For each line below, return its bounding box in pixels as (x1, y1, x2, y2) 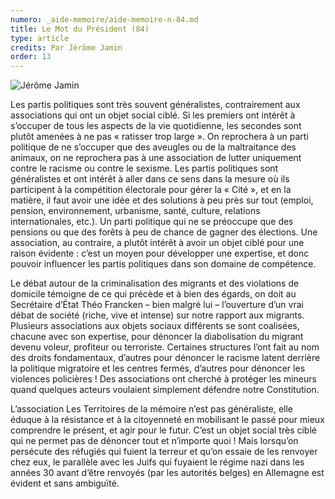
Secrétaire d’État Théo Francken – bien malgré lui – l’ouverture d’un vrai (10, 299, 304, 311)
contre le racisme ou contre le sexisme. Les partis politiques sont (10, 162, 279, 175)
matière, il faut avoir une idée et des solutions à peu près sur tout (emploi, (10, 194, 314, 206)
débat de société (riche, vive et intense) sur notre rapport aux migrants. (10, 309, 305, 321)
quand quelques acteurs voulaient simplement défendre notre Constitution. (10, 384, 320, 396)
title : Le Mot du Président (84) (10, 24, 150, 34)
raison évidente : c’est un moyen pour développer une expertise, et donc (10, 247, 310, 260)
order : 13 (10, 52, 52, 62)
